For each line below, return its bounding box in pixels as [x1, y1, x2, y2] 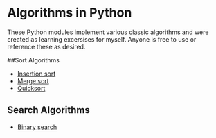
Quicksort [17, 84, 46, 92]
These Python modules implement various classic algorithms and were [7, 28, 209, 36]
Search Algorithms [7, 104, 90, 116]
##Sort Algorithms [7, 55, 60, 64]
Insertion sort [17, 69, 56, 78]
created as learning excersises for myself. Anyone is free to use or [7, 35, 197, 43]
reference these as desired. [7, 42, 86, 51]
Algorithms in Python [7, 5, 132, 21]
